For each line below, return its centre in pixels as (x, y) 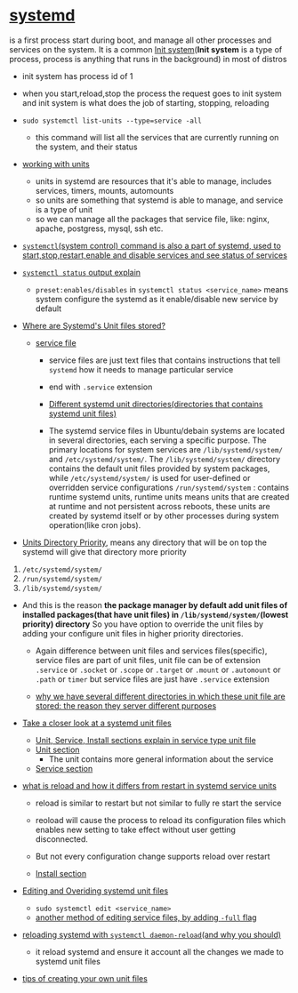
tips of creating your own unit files (85, 978)
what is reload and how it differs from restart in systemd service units (149, 785)
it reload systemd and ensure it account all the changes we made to (160, 951)
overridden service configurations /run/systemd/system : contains (169, 487)
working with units (56, 164)
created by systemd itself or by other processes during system (164, 516)
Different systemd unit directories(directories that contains (156, 404)
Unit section (57, 749)
